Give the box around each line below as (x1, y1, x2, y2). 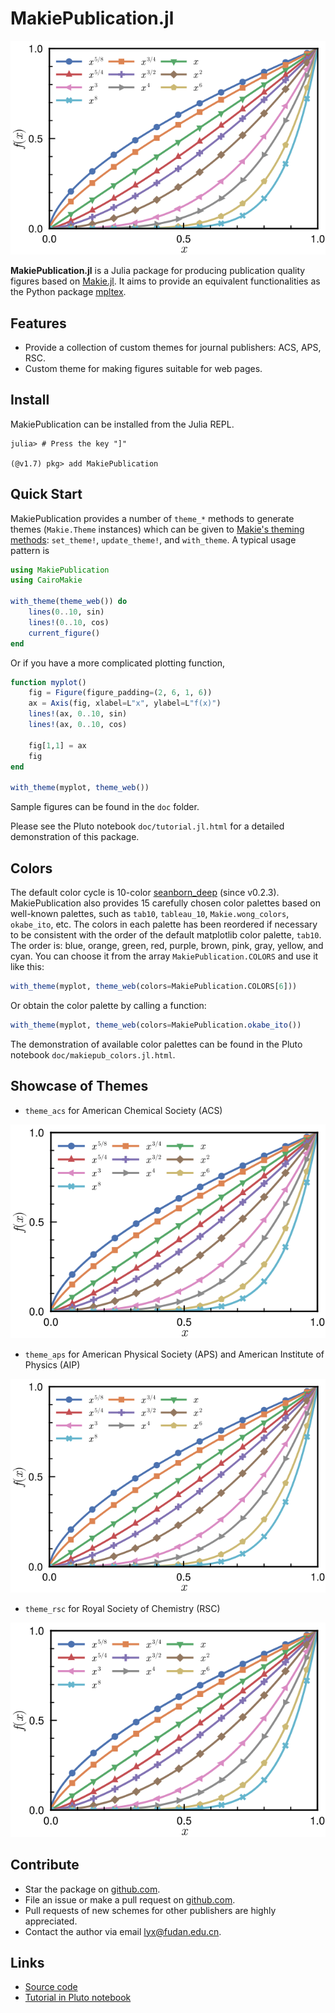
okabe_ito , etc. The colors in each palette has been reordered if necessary (10, 918, 318, 931)
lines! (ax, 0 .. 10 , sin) (28, 709, 128, 719)
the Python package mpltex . (10, 286, 127, 298)
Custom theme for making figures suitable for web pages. (24, 362, 263, 374)
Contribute (10, 1857, 80, 1874)
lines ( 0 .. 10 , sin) (28, 607, 105, 617)
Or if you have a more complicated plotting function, (10, 657, 226, 669)
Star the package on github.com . (24, 1883, 161, 1895)
